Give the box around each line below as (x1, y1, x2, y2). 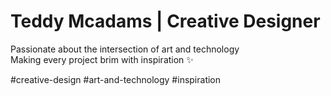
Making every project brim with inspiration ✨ (10, 53, 194, 65)
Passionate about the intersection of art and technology (10, 43, 240, 55)
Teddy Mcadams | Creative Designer (10, 10, 321, 33)
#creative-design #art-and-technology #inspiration (10, 73, 222, 85)
